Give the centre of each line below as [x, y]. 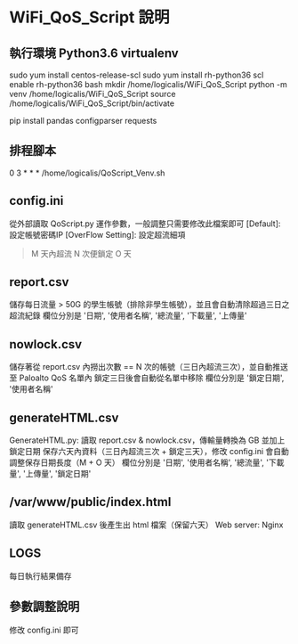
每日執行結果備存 [40, 575]
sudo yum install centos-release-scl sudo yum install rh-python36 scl [137, 75]
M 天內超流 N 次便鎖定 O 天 [81, 253]
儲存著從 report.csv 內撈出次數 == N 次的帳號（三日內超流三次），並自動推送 [149, 367]
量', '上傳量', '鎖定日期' [50, 474]
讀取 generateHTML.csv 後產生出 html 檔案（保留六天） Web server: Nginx [146, 525]
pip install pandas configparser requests [83, 121]
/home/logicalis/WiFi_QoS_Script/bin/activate [92, 103]
